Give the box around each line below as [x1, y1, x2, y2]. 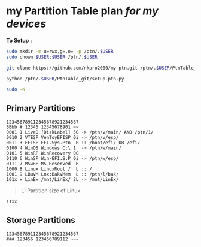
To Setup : [6, 37, 32, 44]
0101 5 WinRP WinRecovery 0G [6, 150, 79, 156]
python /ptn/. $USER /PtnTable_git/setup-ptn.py [6, 76, 124, 82]
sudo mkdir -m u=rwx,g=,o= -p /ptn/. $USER [6, 48, 114, 55]
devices [6, 17, 47, 31]
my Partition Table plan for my [6, 4, 159, 18]
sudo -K [6, 86, 26, 92]
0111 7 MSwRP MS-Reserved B [6, 161, 79, 167]
